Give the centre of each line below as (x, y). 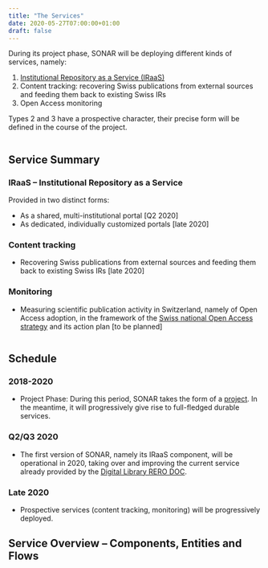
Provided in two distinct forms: (59, 200)
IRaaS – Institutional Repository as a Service (95, 182)
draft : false (30, 31)
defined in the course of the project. (68, 127)
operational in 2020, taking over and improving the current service (130, 463)
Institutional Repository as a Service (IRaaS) (92, 78)
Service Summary (54, 159)
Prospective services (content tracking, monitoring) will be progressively (140, 509)
